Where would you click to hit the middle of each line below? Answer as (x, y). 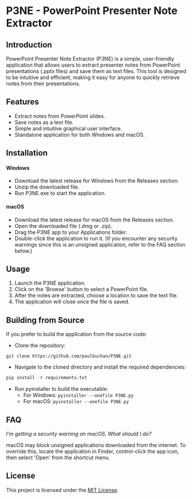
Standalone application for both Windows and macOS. (80, 134)
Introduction (29, 45)
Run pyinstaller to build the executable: (61, 389)
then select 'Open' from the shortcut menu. (58, 458)
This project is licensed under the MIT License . (62, 490)
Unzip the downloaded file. (47, 187)
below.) (23, 251)
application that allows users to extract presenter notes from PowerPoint (93, 65)
